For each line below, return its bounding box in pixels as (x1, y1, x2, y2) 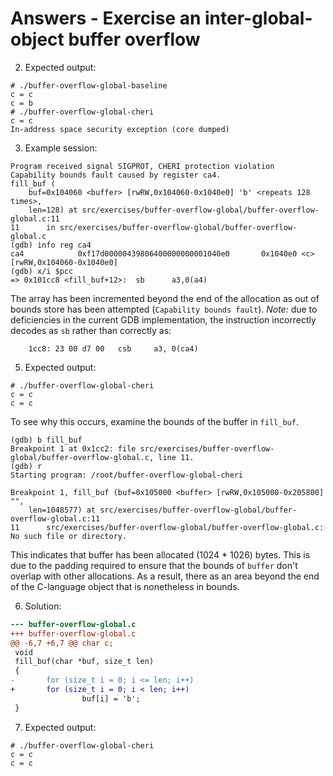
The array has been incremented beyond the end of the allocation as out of (10, 292, 320, 304)
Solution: (24, 600, 62, 612)
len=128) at (28, 205, 78, 215)
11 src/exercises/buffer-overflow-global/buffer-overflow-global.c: (10, 522, 325, 532)
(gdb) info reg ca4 (10, 240, 92, 250)
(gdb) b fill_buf (10, 435, 83, 445)
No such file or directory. (10, 531, 128, 541)
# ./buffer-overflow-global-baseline (10, 80, 168, 91)
